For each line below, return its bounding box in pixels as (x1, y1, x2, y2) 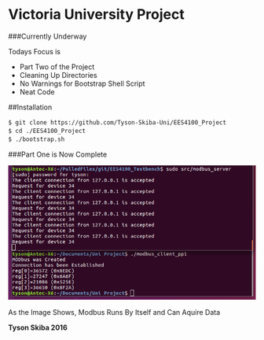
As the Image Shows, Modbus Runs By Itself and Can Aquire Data (8, 308, 221, 316)
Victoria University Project (8, 6, 185, 24)
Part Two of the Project (19, 61, 95, 72)
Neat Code (19, 87, 55, 96)
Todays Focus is (8, 46, 61, 56)
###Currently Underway (8, 31, 87, 41)
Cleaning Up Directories (19, 70, 97, 79)
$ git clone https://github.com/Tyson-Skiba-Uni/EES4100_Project (8, 118, 226, 127)
